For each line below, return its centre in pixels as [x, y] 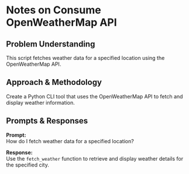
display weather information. [40, 102]
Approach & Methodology [54, 82]
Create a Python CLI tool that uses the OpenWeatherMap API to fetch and [94, 96]
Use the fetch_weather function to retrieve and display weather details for [94, 158]
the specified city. [28, 165]
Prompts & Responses [47, 121]
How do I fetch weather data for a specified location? [70, 141]
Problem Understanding [51, 44]
